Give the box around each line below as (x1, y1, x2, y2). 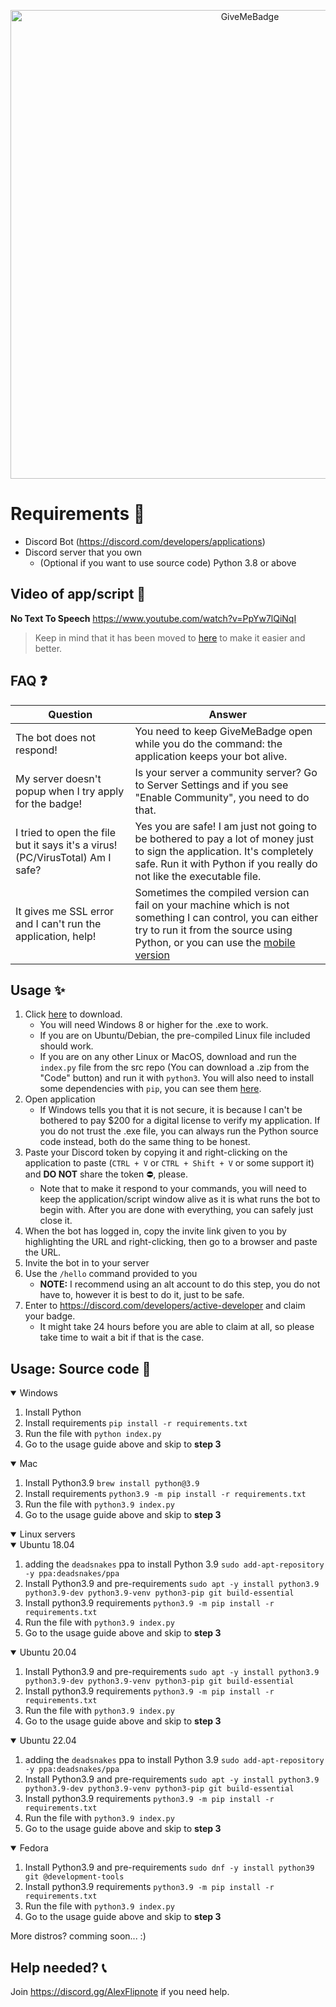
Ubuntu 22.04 (19, 1735, 77, 1747)
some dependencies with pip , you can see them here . (39, 1083, 262, 1095)
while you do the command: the (134, 736, 283, 750)
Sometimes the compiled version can (134, 885, 310, 899)
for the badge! (15, 796, 83, 810)
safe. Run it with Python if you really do (134, 856, 318, 870)
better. (34, 642, 63, 654)
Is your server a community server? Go (134, 765, 318, 779)
